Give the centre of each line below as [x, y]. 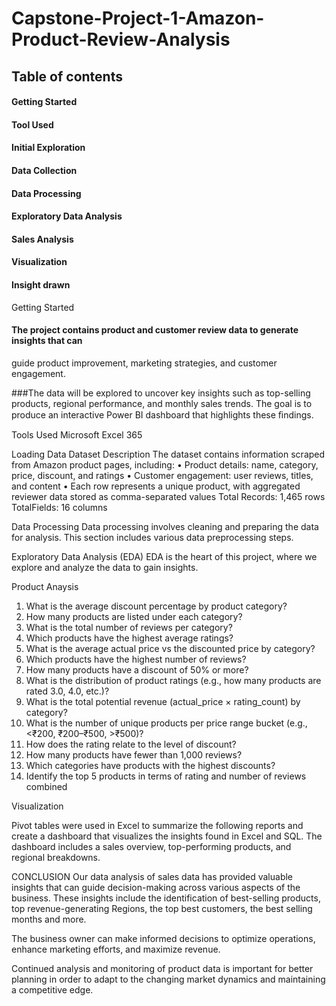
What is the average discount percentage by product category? [156, 606]
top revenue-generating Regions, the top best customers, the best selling [162, 908]
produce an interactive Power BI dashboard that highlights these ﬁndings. [162, 414]
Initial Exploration [48, 148]
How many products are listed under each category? [134, 616]
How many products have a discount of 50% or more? [137, 669]
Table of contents [67, 76]
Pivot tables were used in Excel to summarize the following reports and [157, 825]
